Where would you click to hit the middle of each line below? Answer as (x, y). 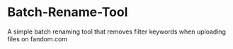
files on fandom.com (38, 38)
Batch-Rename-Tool (68, 12)
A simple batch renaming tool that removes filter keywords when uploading (117, 31)
